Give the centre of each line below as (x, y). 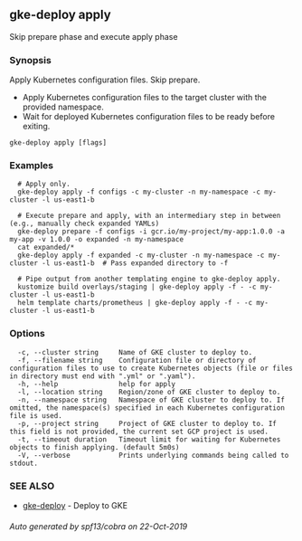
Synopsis (30, 60)
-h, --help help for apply (97, 384)
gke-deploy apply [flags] (58, 143)
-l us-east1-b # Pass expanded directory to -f (135, 263)
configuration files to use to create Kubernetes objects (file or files (151, 368)
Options (27, 334)
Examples (32, 166)
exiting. (36, 127)
